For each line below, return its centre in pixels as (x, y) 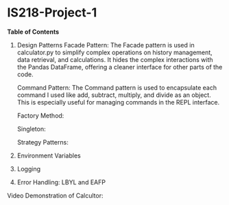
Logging (29, 169)
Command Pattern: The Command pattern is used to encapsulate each (117, 87)
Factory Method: (40, 116)
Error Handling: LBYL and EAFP (61, 182)
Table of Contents (33, 32)
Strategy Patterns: (43, 142)
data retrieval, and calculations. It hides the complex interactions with (115, 59)
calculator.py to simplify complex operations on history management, (114, 52)
